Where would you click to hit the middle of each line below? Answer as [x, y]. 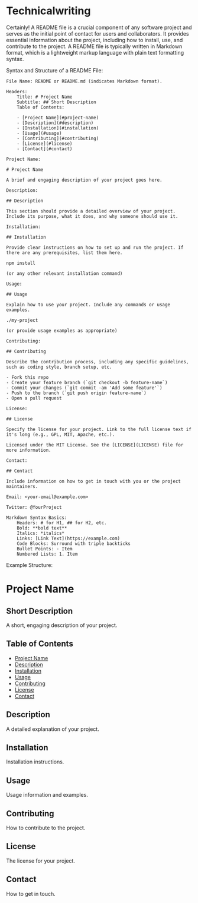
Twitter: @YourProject [34, 507]
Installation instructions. [35, 762]
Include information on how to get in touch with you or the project [94, 481]
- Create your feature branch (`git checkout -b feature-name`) [87, 382]
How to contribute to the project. [46, 828]
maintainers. [22, 486]
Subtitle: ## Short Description [56, 102]
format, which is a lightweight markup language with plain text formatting [95, 52]
